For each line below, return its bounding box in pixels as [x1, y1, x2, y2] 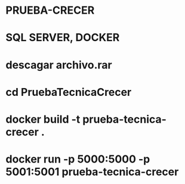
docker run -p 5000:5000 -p [5, 152, 150, 166]
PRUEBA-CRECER [5, 4, 95, 17]
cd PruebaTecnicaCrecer [5, 85, 132, 99]
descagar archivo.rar [5, 58, 112, 71]
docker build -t [5, 113, 81, 126]
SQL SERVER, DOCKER [5, 31, 120, 45]
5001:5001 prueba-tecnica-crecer [5, 165, 179, 179]
